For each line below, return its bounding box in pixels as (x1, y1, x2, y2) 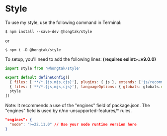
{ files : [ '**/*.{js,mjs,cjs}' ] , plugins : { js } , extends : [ (9, 79, 141, 85)
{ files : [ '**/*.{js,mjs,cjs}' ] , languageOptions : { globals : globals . (9, 84, 162, 89)
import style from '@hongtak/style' (5, 66, 81, 71)
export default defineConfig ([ (5, 75, 70, 80)
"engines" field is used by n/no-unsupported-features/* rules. (5, 108, 132, 114)
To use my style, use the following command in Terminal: (5, 19, 122, 25)
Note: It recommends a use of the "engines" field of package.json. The (5, 103, 150, 109)
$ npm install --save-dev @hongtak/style (5, 29, 92, 34)
